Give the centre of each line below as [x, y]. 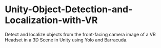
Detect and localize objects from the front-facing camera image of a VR [80, 34]
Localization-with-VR [51, 20]
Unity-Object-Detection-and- [69, 9]
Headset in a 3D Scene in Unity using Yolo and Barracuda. [66, 40]
